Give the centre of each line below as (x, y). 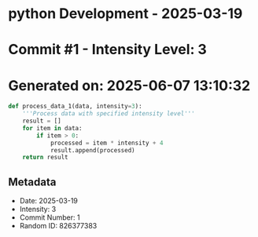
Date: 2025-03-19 (49, 201)
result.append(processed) (92, 150)
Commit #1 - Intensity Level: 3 (107, 50)
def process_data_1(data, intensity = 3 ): (76, 107)
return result (45, 158)
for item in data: (52, 128)
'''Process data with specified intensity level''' (109, 114)
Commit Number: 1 (50, 217)
